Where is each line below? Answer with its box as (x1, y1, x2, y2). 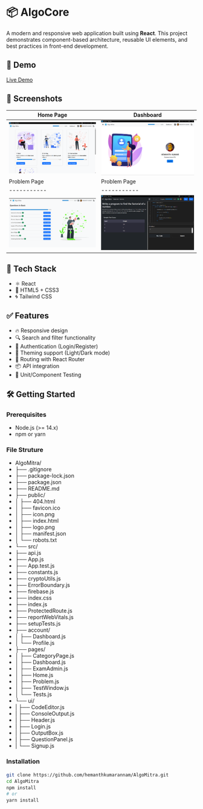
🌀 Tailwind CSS (14, 292, 53, 300)
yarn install (6, 798, 39, 804)
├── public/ (14, 491, 45, 499)
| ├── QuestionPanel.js (14, 736, 74, 743)
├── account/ (14, 626, 50, 634)
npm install (6, 785, 36, 791)
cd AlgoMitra (6, 778, 39, 784)
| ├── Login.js (14, 723, 51, 730)
